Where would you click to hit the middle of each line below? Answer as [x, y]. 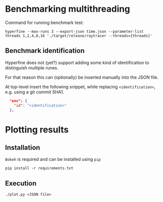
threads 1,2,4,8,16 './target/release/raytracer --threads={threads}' [79, 36]
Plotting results [37, 129]
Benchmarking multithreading [68, 9]
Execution [21, 183]
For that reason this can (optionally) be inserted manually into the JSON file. [82, 77]
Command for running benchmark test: [44, 22]
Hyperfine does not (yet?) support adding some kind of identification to [77, 63]
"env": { [18, 101]
